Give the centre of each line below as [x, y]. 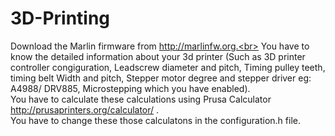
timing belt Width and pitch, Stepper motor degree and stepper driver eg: [161, 78]
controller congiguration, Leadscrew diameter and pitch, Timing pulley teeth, [168, 67]
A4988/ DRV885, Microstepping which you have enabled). [130, 88]
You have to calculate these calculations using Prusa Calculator [141, 99]
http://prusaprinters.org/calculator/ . [85, 109]
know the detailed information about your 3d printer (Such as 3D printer [158, 56]
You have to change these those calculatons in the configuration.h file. [155, 120]
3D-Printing [60, 18]
